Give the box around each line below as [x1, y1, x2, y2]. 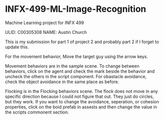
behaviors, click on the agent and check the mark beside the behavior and [5, 68, 155, 74]
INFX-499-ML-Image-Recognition [5, 3, 146, 15]
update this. [5, 44, 29, 50]
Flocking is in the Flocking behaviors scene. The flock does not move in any [5, 88, 158, 94]
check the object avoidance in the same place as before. [5, 79, 119, 85]
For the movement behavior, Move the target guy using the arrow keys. [5, 53, 148, 60]
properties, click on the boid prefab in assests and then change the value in [5, 104, 158, 110]
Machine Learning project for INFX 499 [5, 20, 84, 26]
